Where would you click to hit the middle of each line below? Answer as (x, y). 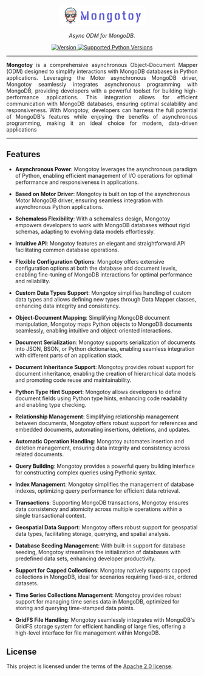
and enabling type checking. (51, 404)
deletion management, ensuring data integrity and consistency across (102, 448)
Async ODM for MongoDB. (102, 35)
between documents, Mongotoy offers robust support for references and (106, 423)
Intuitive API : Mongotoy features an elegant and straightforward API (100, 243)
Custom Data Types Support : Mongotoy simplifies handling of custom (103, 293)
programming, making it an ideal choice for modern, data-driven (102, 123)
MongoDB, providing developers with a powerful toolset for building (94, 91)
